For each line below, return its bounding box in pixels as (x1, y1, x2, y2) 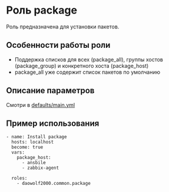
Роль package (6, 4, 78, 17)
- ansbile (21, 160, 46, 166)
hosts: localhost (11, 139, 54, 145)
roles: (11, 175, 28, 181)
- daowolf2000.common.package (16, 181, 91, 187)
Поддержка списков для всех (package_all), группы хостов (14, 56, 163, 63)
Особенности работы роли (6, 40, 111, 50)
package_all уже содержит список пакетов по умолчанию (14, 69, 161, 76)
